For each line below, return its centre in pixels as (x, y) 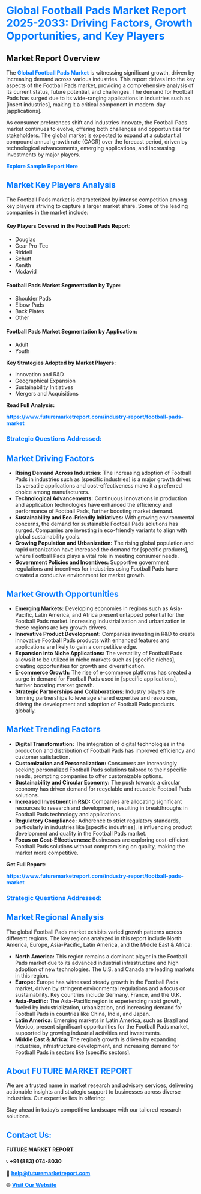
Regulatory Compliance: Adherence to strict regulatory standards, (97, 821)
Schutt (23, 259)
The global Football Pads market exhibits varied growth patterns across (94, 932)
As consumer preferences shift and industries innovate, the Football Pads (97, 123)
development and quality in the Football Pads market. (81, 833)
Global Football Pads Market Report (96, 11)
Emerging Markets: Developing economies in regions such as (91, 608)
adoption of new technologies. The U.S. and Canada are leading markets (105, 969)
